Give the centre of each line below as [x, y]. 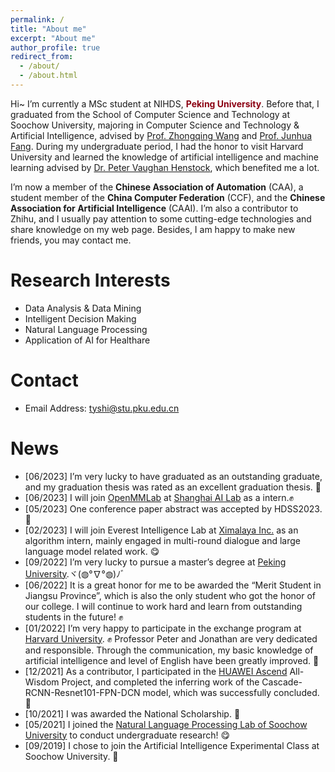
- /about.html [48, 76]
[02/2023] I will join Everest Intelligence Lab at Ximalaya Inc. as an [161, 530]
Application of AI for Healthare [87, 340]
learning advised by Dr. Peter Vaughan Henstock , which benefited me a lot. [165, 167]
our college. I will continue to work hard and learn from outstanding [163, 606]
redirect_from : [42, 57]
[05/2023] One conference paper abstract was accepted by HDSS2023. [173, 508]
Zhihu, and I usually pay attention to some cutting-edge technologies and [161, 218]
